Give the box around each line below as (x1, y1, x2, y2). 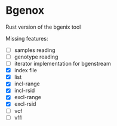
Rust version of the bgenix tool (5, 23, 81, 30)
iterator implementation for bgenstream (14, 60, 111, 67)
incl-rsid (14, 87, 35, 94)
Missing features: (5, 35, 48, 42)
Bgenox (5, 4, 45, 17)
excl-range (14, 94, 41, 101)
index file (14, 67, 37, 74)
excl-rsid (14, 100, 36, 107)
